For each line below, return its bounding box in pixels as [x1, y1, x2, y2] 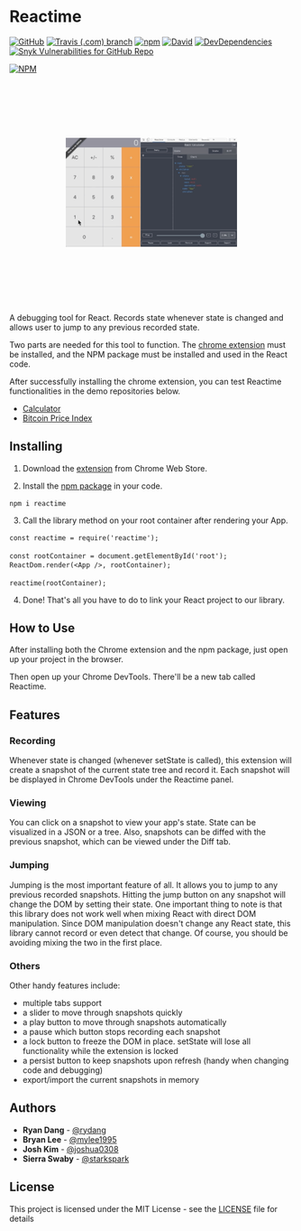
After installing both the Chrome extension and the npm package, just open [9, 644, 288, 656]
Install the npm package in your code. [22, 480, 163, 491]
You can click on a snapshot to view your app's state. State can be [9, 817, 257, 828]
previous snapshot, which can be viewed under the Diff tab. [9, 836, 232, 847]
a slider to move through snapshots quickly [22, 1007, 183, 1018]
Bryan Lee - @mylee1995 [22, 1133, 117, 1144]
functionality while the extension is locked [22, 1045, 178, 1056]
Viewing [9, 797, 47, 809]
